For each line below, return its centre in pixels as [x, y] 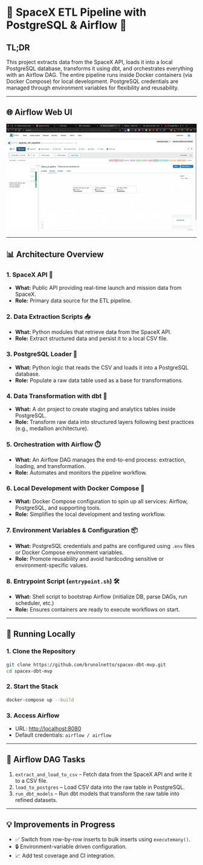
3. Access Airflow [33, 715]
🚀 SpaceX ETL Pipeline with [76, 12]
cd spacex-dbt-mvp [29, 671]
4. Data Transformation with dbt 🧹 [57, 396]
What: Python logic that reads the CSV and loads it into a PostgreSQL [102, 367]
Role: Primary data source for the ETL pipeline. [73, 301]
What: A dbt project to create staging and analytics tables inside [95, 409]
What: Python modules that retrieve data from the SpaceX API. [93, 332]
